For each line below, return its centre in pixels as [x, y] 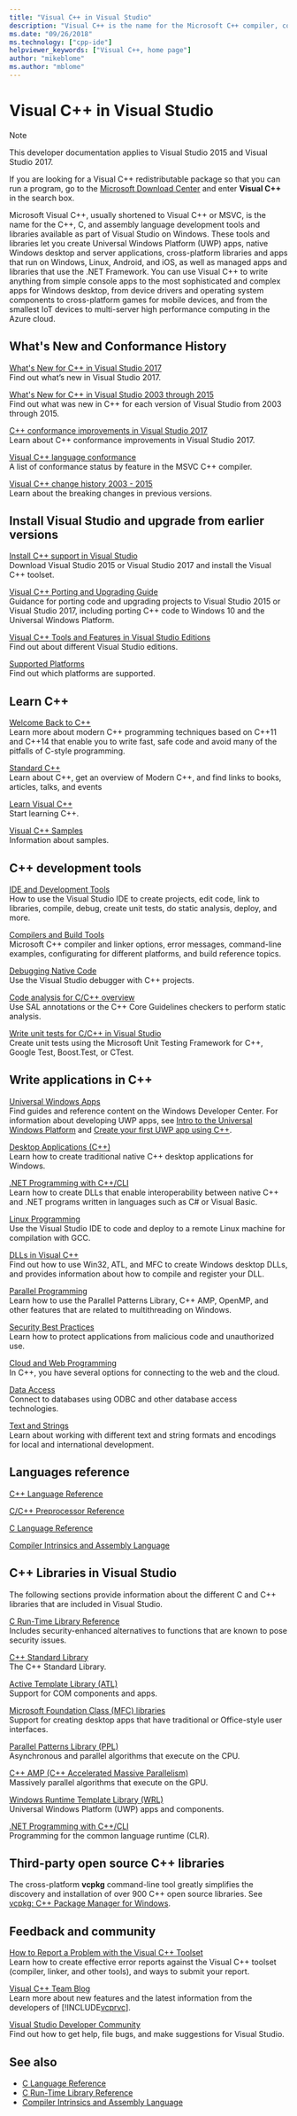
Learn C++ [39, 701]
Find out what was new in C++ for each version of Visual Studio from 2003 [145, 403]
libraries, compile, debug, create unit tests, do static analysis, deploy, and [143, 909]
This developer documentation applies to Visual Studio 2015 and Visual [138, 152]
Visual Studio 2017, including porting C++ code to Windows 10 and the [137, 611]
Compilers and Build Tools [57, 935]
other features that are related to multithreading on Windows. [121, 1309]
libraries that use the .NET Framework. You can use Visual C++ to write [138, 271]
